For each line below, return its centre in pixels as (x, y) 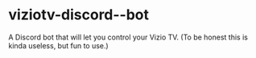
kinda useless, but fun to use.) (58, 45)
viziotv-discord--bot (79, 15)
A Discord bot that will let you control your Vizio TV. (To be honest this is (128, 37)
